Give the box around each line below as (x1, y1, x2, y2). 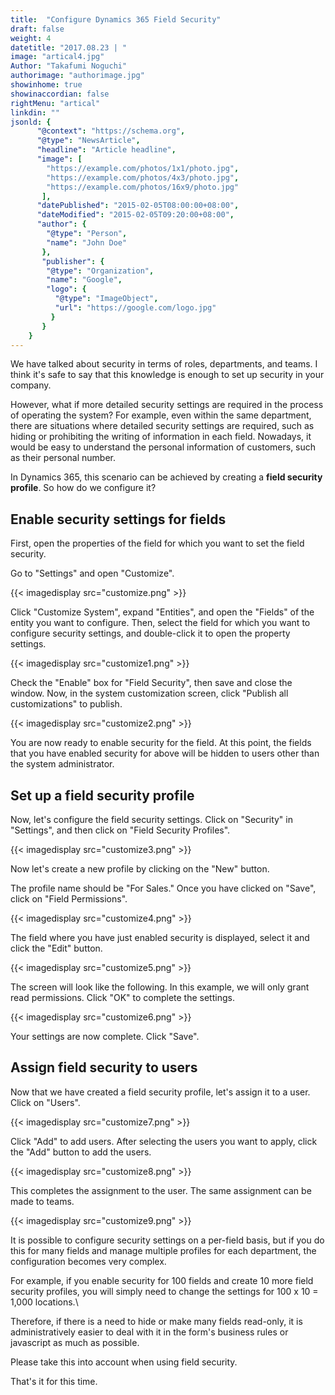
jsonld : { (10, 117, 52, 127)
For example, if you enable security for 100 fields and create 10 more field (10, 1274, 314, 1286)
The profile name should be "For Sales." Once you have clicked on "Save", (10, 882, 317, 894)
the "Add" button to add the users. (10, 1146, 152, 1158)
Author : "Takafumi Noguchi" (10, 61, 128, 71)
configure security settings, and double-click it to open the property (10, 627, 291, 640)
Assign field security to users (10, 1059, 198, 1076)
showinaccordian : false (10, 89, 110, 99)
